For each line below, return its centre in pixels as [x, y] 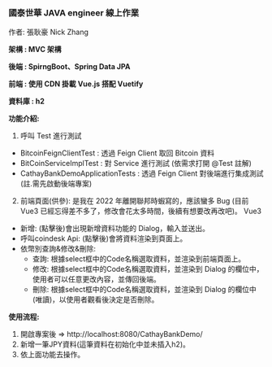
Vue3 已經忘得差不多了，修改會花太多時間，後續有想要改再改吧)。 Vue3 [141, 211]
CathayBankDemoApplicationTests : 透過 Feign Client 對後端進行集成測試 [142, 173]
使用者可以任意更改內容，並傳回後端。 [96, 279]
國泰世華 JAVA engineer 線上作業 [74, 12]
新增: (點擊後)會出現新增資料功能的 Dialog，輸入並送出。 [114, 229]
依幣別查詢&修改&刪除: [58, 249]
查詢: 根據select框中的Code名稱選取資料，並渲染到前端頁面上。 [139, 259]
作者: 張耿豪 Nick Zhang [49, 32]
